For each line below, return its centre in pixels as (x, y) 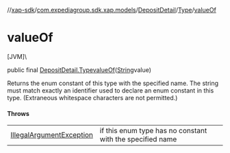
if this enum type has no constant (153, 131)
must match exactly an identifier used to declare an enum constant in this (111, 90)
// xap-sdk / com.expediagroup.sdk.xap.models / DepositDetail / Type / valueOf (112, 10)
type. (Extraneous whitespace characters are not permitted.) (92, 97)
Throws (18, 113)
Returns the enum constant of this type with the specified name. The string (113, 83)
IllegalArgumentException (52, 135)
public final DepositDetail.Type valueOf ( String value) (79, 70)
